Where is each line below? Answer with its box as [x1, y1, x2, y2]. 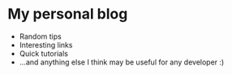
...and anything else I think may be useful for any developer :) [19, 57, 225, 67]
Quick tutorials [19, 48, 68, 58]
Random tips [19, 31, 62, 41]
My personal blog [7, 5, 128, 23]
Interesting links [19, 40, 73, 49]
